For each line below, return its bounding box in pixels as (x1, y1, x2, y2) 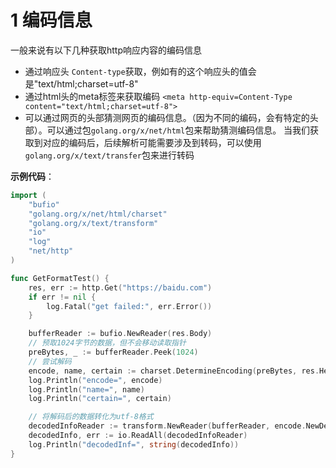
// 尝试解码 (28, 356, 72, 366)
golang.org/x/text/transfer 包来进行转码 (24, 149, 195, 161)
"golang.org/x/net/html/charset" (28, 209, 168, 219)
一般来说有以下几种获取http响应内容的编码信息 (10, 44, 203, 56)
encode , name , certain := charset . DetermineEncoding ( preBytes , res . (28, 366, 320, 376)
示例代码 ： (10, 170, 55, 182)
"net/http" (28, 246, 74, 256)
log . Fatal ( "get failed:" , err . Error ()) (46, 301, 213, 311)
